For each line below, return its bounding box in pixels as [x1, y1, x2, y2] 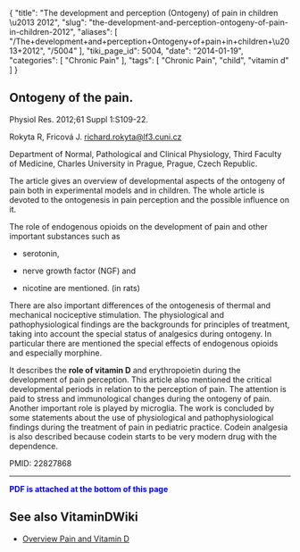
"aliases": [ [77, 27, 118, 37]
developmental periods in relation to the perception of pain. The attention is [9, 383, 287, 394]
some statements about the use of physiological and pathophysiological [9, 412, 274, 422]
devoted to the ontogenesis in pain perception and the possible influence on [9, 194, 290, 205]
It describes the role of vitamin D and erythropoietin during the [9, 364, 241, 375]
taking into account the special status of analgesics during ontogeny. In [9, 328, 272, 339]
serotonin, [21, 247, 60, 258]
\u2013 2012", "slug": [9, 17, 87, 28]
